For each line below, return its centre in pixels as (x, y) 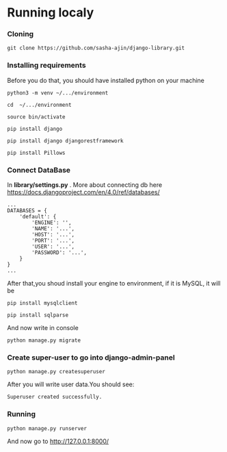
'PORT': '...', (53, 241)
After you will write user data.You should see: (71, 384)
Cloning (21, 34)
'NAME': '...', (53, 229)
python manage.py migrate (44, 340)
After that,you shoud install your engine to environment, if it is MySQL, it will (114, 284)
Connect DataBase (39, 170)
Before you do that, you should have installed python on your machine (106, 80)
